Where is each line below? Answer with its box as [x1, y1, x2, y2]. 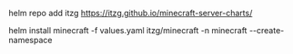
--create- [248, 25, 285, 35]
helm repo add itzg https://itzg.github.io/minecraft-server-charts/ [8, 8, 253, 18]
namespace [8, 35, 53, 45]
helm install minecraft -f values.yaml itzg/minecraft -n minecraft [8, 25, 248, 35]
